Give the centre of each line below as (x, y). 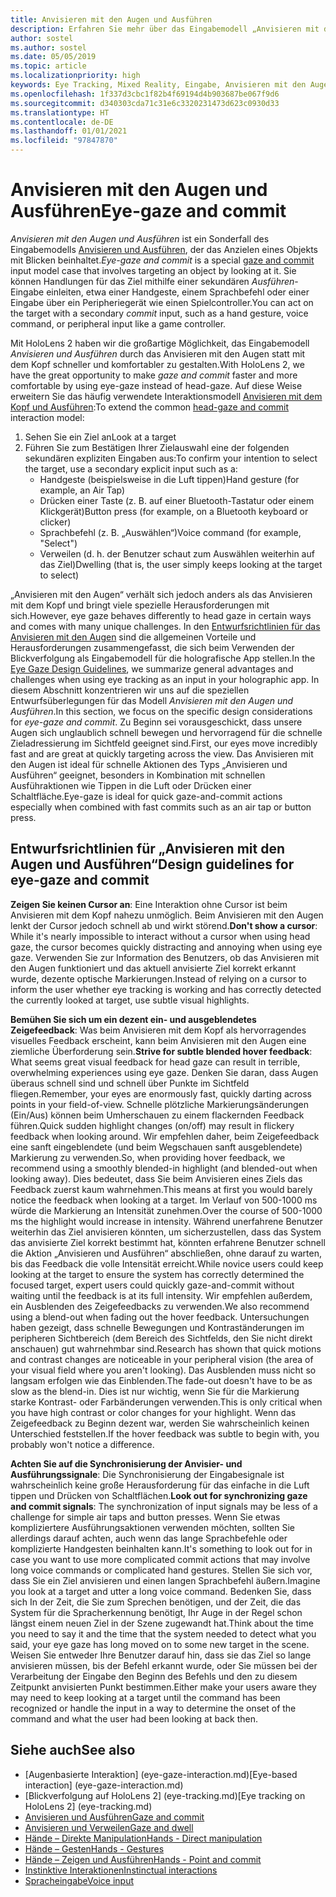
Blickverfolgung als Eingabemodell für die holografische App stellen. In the (163, 658)
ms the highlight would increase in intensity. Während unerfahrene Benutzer (166, 1221)
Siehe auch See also (73, 1750)
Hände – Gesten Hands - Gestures (94, 1848)
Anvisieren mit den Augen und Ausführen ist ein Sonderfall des (140, 238)
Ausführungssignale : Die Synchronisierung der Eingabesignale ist (147, 1474)
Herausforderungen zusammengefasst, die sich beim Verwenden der (152, 647)
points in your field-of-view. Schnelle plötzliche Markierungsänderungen (159, 1104)
